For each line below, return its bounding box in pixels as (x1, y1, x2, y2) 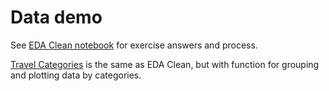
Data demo (10, 6, 103, 29)
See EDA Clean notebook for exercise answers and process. (10, 39, 258, 51)
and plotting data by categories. (10, 69, 142, 81)
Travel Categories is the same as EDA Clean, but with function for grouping (10, 58, 320, 70)
